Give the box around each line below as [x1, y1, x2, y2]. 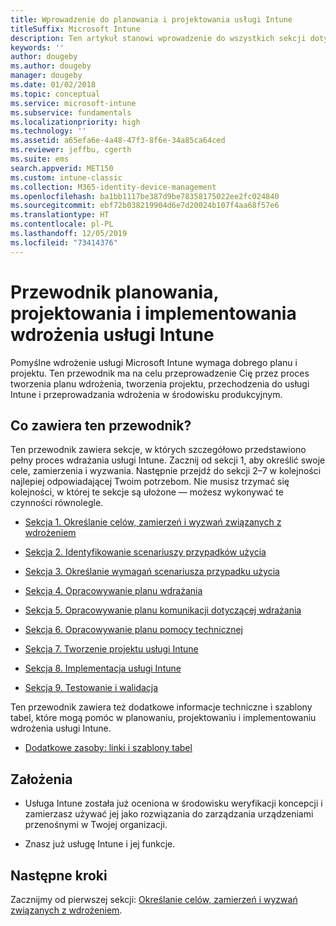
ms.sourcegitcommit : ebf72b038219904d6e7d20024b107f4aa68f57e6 [10, 201, 280, 211]
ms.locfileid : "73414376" [10, 237, 118, 248]
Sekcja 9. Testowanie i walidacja [24, 682, 159, 694]
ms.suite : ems [10, 154, 70, 164]
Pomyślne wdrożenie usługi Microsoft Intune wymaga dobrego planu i [10, 356, 298, 368]
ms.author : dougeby [10, 61, 92, 71]
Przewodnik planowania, [10, 281, 219, 303]
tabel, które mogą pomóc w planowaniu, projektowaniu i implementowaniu [10, 712, 317, 724]
